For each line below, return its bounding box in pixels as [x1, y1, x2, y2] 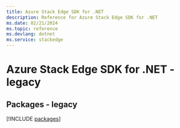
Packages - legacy [6, 99, 77, 109]
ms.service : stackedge [6, 37, 63, 43]
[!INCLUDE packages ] [6, 115, 61, 122]
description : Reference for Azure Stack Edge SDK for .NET [6, 14, 158, 20]
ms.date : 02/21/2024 [6, 20, 59, 26]
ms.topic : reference [6, 25, 59, 32]
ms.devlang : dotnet [6, 31, 56, 37]
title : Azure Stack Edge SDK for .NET [6, 8, 104, 15]
